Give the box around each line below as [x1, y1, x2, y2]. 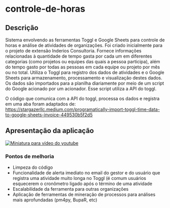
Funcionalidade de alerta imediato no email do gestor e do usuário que [12, 170, 161, 176]
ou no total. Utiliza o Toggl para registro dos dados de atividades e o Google [5, 69, 165, 75]
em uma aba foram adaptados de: [5, 101, 76, 107]
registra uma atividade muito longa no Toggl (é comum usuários [12, 175, 146, 181]
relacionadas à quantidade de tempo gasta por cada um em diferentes [5, 53, 152, 59]
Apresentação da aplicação [5, 126, 94, 135]
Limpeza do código [12, 164, 53, 171]
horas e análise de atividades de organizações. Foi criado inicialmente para [5, 42, 163, 48]
